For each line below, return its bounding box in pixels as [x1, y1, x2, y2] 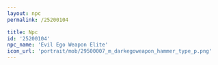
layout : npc [7, 10, 41, 17]
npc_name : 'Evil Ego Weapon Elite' [7, 42, 109, 49]
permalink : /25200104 [7, 16, 69, 23]
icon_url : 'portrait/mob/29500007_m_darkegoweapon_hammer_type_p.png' [7, 48, 213, 55]
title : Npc [7, 29, 38, 36]
